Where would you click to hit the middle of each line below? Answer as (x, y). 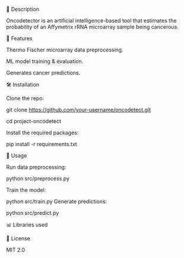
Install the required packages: (42, 133)
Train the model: (26, 190)
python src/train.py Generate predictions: (57, 201)
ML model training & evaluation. (45, 61)
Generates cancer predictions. (43, 73)
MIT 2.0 (16, 250)
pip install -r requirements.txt (42, 144)
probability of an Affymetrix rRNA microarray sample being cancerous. (93, 27)
